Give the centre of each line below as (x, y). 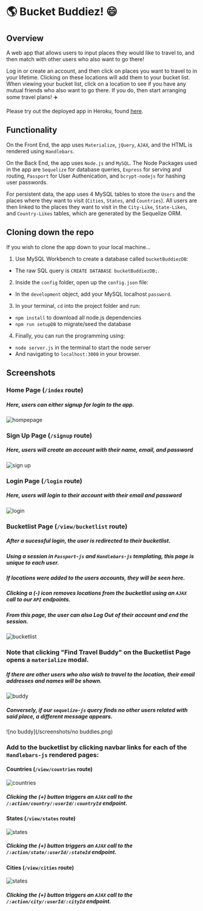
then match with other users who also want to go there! (75, 59)
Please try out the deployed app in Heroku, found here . (75, 111)
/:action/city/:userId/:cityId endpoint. (59, 901)
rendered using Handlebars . (40, 151)
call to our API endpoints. (38, 599)
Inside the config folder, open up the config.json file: (82, 282)
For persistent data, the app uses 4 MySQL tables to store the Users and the (101, 194)
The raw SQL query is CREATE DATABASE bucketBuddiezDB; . (87, 270)
